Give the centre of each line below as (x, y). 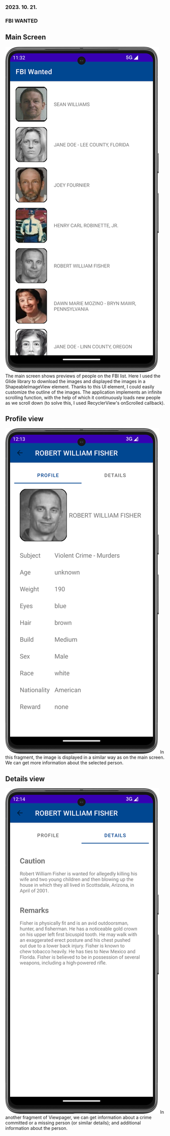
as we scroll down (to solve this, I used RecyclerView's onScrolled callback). (85, 403)
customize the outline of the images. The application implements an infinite (84, 392)
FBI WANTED (22, 20)
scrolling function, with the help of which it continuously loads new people (83, 397)
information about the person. (36, 1128)
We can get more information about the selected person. (64, 763)
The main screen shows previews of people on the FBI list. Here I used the (83, 376)
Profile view (25, 419)
